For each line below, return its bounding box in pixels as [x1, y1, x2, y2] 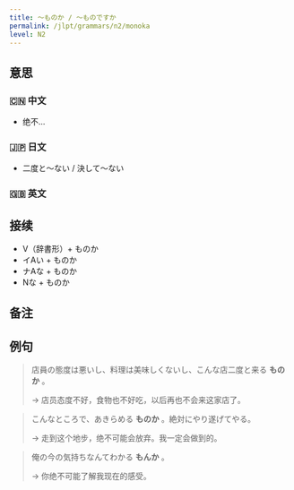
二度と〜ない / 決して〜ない [22, 163, 125, 174]
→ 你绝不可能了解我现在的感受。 [30, 471, 152, 482]
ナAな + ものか [22, 266, 78, 277]
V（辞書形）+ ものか [22, 244, 99, 254]
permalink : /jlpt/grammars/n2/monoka [9, 21, 151, 30]
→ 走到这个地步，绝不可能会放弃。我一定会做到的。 [30, 433, 222, 443]
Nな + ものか [22, 277, 70, 288]
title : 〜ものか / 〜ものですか [9, 13, 117, 22]
